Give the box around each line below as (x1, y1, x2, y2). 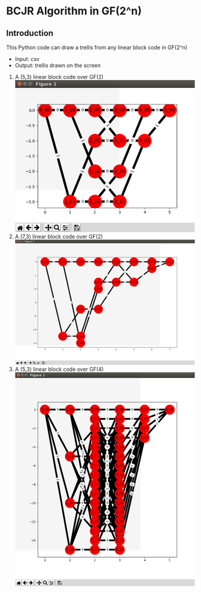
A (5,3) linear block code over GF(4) (14, 365, 104, 373)
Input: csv (14, 56, 40, 62)
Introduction (6, 28, 54, 38)
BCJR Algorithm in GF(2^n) (6, 4, 142, 18)
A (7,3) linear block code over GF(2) (14, 233, 103, 240)
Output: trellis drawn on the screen (14, 62, 100, 69)
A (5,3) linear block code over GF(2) (14, 74, 103, 80)
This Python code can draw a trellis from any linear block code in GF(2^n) (6, 44, 187, 51)
